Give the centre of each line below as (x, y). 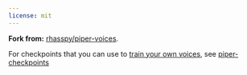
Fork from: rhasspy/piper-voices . (64, 38)
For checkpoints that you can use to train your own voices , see (113, 53)
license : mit (30, 16)
